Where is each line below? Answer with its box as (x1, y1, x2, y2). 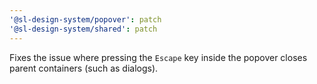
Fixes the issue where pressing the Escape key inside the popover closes (9, 51, 308, 63)
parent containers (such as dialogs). (9, 62, 159, 74)
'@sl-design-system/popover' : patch (9, 14, 162, 25)
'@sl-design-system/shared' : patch (9, 24, 158, 34)
